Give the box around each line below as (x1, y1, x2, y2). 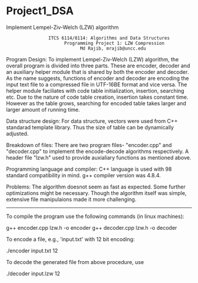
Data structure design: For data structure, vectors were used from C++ (6, 117, 178, 125)
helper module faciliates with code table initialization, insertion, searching (6, 87, 184, 94)
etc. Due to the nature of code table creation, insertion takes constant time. (6, 93, 189, 100)
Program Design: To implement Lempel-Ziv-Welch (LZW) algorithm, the (6, 56, 179, 63)
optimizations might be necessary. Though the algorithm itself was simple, (6, 189, 187, 196)
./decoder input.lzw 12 (6, 270, 61, 277)
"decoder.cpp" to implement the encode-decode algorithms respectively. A (6, 148, 189, 155)
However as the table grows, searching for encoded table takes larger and (6, 99, 187, 107)
